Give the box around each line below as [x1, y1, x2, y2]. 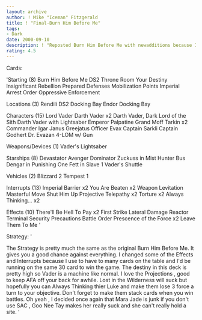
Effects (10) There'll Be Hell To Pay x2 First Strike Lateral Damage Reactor [6, 208, 189, 216]
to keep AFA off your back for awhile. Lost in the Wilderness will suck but [6, 276, 188, 283]
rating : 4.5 [6, 48, 36, 54]
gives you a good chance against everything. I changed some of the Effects [6, 250, 194, 258]
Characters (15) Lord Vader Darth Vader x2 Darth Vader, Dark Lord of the [6, 112, 186, 119]
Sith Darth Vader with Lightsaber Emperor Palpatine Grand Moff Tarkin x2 [6, 118, 188, 125]
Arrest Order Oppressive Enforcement [6, 88, 100, 96]
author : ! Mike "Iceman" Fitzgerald [6, 14, 98, 20]
